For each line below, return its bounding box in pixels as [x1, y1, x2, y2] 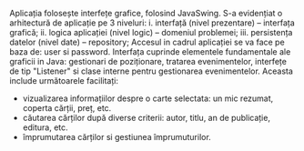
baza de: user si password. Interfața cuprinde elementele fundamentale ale [9, 46, 291, 57]
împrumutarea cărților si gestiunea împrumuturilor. [22, 132, 211, 142]
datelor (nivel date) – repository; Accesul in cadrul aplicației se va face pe [9, 36, 285, 47]
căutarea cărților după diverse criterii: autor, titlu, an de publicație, [22, 113, 271, 123]
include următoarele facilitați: [9, 75, 118, 86]
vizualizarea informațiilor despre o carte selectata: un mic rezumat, [22, 93, 274, 104]
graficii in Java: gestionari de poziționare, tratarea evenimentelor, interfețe [9, 56, 287, 66]
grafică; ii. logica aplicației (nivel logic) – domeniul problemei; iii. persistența [9, 27, 293, 37]
